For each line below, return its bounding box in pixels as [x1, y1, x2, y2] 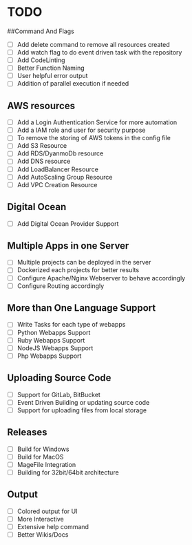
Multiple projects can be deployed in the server [17, 258, 151, 267]
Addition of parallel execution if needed [17, 79, 129, 88]
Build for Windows [17, 445, 70, 453]
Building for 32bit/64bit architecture [17, 468, 119, 477]
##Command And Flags [7, 27, 74, 35]
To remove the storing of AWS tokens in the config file [17, 134, 171, 142]
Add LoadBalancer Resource [17, 165, 98, 173]
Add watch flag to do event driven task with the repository [17, 48, 182, 56]
